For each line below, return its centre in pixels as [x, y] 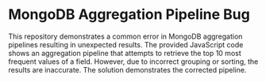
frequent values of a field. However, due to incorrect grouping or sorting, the [133, 61]
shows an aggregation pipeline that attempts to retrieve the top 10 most [125, 53]
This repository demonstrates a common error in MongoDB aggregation [125, 36]
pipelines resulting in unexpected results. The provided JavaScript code [126, 44]
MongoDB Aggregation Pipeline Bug [129, 15]
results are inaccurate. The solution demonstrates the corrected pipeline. [127, 69]
